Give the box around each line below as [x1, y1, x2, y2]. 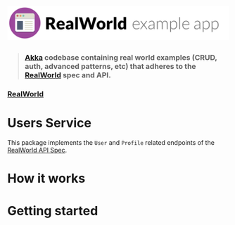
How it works [7, 171, 86, 186]
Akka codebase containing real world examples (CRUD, [24, 53, 217, 63]
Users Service [7, 115, 91, 131]
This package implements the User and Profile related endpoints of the [7, 139, 215, 147]
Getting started [7, 202, 99, 219]
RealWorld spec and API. [24, 70, 111, 80]
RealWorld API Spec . [7, 146, 68, 155]
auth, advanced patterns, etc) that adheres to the [24, 62, 196, 72]
